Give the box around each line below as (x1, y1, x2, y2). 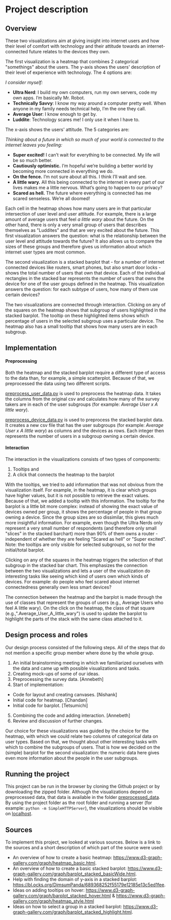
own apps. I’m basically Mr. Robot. (12, 95, 85, 101)
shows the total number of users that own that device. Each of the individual (5, 270, 166, 276)
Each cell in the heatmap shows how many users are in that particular (5, 205, 152, 211)
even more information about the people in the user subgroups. (5, 755, 139, 761)
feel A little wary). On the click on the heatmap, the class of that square (5, 604, 155, 611)
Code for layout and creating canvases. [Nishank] (12, 691, 117, 697)
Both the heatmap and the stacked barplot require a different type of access (5, 369, 166, 376)
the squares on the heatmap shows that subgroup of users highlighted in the (5, 307, 166, 313)
